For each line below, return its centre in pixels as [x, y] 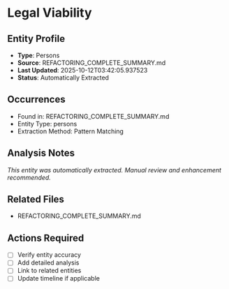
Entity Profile [36, 39]
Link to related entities [49, 271]
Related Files [36, 199]
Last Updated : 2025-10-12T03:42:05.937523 [82, 70]
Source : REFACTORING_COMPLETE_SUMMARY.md [91, 63]
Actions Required [46, 238]
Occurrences [36, 99]
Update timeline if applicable [58, 279]
